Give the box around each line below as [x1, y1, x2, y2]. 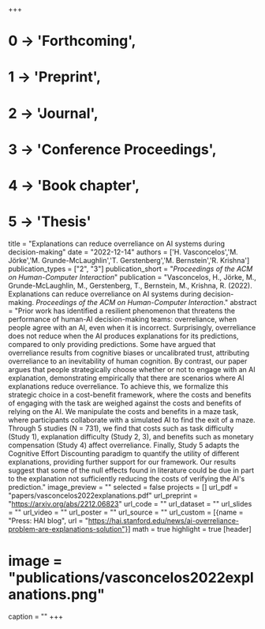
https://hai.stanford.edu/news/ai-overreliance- [88, 515, 239, 525]
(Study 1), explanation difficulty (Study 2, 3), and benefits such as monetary [8, 431, 254, 441]
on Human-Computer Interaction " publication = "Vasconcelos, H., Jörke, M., [8, 272, 256, 281]
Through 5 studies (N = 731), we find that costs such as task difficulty [8, 424, 234, 433]
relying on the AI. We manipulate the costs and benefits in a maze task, [8, 406, 239, 416]
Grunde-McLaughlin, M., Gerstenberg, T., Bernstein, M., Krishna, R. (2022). [8, 281, 252, 290]
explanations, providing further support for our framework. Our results [8, 457, 237, 466]
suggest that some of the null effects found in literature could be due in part [8, 465, 255, 475]
